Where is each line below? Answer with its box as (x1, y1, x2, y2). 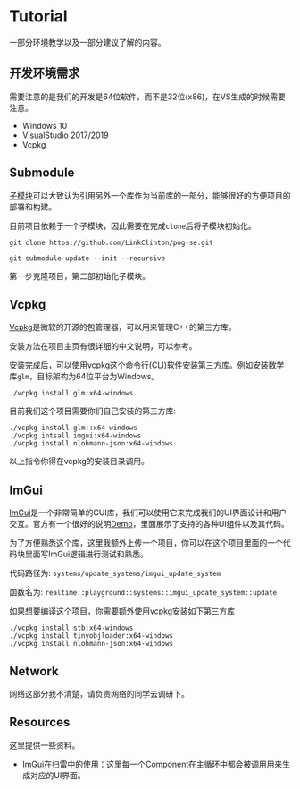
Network (9, 664, 60, 679)
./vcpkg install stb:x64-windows (9, 624, 134, 632)
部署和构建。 (9, 201, 56, 212)
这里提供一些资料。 (9, 740, 80, 751)
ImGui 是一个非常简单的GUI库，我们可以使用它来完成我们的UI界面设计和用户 (9, 507, 287, 518)
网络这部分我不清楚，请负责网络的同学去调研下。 (9, 689, 189, 699)
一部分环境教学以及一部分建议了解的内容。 (9, 37, 166, 47)
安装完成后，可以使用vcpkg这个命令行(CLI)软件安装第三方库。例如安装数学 (9, 360, 285, 370)
